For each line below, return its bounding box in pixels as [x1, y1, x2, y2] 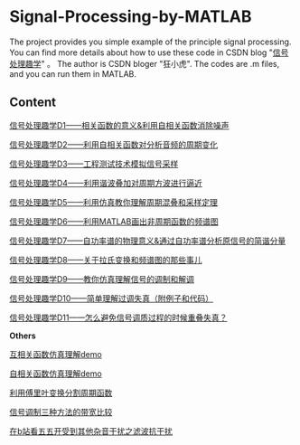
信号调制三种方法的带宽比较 [9, 406, 113, 417]
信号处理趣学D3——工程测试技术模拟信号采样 [9, 158, 179, 169]
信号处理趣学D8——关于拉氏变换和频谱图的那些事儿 [9, 254, 202, 265]
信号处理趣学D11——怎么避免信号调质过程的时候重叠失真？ [9, 312, 228, 323]
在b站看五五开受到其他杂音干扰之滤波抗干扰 [9, 425, 173, 436]
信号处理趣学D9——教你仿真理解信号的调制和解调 [9, 273, 194, 284]
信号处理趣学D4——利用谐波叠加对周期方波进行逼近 [9, 177, 203, 188]
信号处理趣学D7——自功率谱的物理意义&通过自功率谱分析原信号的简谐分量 [9, 235, 286, 246]
